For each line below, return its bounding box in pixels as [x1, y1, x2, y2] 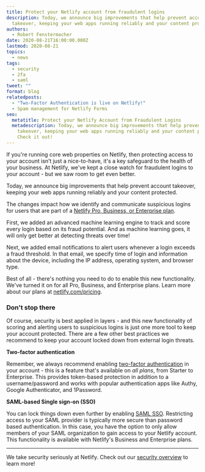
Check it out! [17, 134, 53, 141]
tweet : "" [6, 83, 32, 89]
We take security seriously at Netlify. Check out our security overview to [6, 454, 189, 461]
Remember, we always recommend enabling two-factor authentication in [6, 360, 189, 367]
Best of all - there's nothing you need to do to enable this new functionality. [6, 275, 196, 282]
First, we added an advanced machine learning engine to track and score [6, 218, 190, 226]
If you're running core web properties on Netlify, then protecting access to [6, 150, 193, 158]
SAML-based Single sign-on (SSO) [6, 398, 96, 405]
